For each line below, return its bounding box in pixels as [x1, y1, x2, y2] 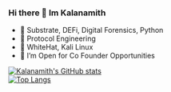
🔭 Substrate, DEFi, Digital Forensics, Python [19, 26, 164, 35]
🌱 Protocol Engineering [19, 34, 96, 43]
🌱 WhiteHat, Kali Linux [19, 42, 93, 52]
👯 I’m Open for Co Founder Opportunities [19, 51, 156, 61]
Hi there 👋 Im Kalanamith [8, 7, 106, 18]
